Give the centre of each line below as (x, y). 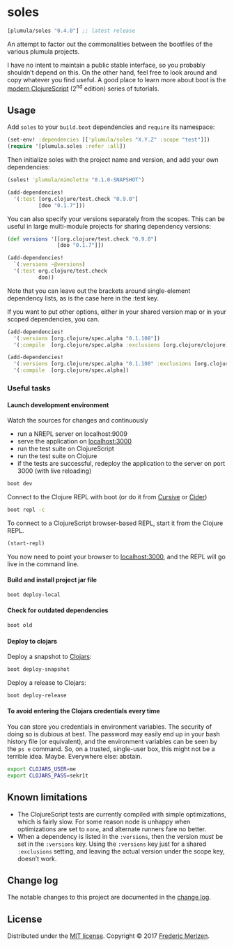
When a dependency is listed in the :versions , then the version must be (120, 836)
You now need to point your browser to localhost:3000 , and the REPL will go (117, 556)
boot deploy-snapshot (39, 669)
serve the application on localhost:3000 (75, 441)
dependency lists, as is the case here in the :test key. (83, 298)
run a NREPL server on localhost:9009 (72, 434)
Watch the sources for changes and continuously (78, 421)
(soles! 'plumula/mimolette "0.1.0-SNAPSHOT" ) (76, 180)
